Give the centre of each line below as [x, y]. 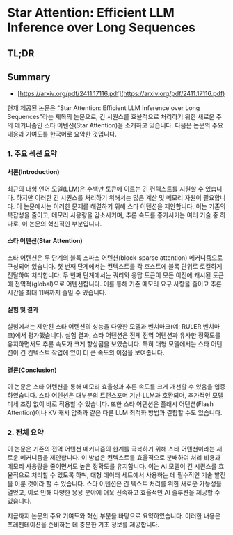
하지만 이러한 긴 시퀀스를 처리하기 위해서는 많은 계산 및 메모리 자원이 [109, 197]
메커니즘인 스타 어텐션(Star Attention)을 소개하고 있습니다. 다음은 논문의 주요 [119, 125]
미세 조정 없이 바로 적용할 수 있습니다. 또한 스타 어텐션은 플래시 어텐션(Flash [111, 404]
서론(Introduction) [34, 171]
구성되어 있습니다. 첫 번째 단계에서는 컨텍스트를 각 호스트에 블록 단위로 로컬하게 [115, 266]
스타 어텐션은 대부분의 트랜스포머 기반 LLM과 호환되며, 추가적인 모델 [131, 396]
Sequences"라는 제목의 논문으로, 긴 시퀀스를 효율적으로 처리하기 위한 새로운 [111, 117]
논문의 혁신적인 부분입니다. [65, 224]
